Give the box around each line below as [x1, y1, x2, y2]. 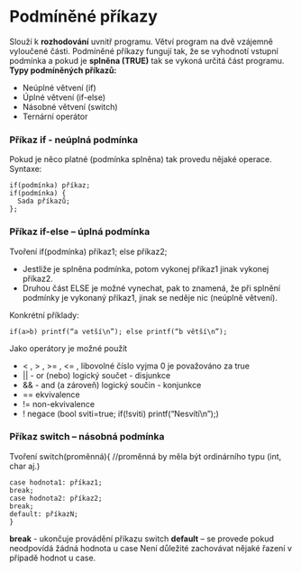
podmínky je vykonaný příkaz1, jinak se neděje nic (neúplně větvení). [22, 292, 278, 303]
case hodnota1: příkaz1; [9, 477, 103, 487]
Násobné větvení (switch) [22, 101, 119, 112]
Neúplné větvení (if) [22, 82, 96, 93]
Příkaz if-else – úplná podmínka [9, 225, 150, 238]
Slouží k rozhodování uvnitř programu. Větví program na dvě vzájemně [9, 36, 273, 47]
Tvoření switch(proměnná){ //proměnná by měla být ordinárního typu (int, [9, 450, 282, 461]
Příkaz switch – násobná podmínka [9, 431, 165, 443]
